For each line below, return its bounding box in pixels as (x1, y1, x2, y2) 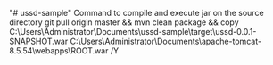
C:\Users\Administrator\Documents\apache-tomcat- (70, 36, 261, 46)
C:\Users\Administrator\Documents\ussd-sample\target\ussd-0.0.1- (9, 27, 257, 37)
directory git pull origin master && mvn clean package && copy (9, 17, 239, 28)
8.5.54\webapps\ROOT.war (9, 45, 109, 56)
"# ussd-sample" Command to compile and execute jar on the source (9, 8, 265, 18)
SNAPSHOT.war (9, 36, 69, 46)
